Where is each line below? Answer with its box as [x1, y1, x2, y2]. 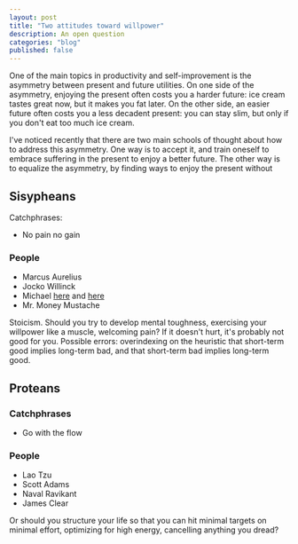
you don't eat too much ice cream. [9, 117, 135, 129]
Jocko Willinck [21, 281, 76, 292]
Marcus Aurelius [21, 272, 82, 282]
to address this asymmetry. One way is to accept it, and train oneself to [9, 144, 270, 155]
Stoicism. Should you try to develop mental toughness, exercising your [9, 317, 268, 328]
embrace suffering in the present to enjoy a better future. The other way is [9, 154, 281, 164]
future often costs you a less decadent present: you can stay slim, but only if [9, 108, 289, 119]
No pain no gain [21, 229, 81, 240]
